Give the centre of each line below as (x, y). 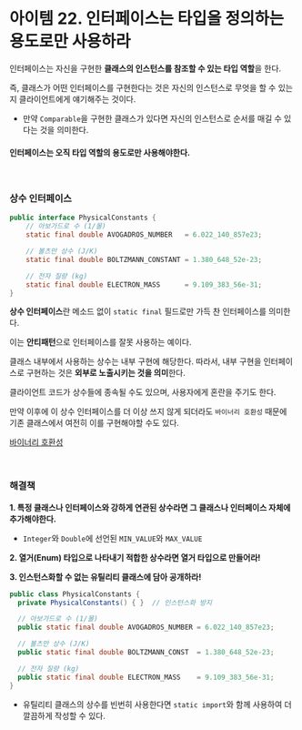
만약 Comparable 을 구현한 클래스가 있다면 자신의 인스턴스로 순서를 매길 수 (152, 118)
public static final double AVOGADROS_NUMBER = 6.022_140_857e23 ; (146, 628)
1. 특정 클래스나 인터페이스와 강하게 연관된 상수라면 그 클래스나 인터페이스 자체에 (150, 507)
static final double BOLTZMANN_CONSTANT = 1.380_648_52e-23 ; (144, 259)
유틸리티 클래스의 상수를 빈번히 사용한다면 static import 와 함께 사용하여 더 (157, 704)
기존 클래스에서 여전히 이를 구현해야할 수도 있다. (95, 423)
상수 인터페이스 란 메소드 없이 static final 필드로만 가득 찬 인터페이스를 (138, 311)
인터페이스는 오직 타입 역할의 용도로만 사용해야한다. (100, 152)
